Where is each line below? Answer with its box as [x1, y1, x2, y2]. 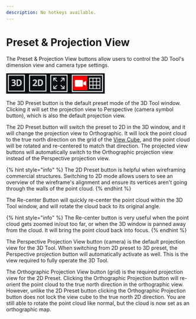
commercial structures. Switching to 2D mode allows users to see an [6, 172, 173, 179]
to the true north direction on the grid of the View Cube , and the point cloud [6, 136, 190, 143]
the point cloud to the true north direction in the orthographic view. [21, 281, 184, 288]
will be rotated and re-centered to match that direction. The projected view [6, 142, 188, 149]
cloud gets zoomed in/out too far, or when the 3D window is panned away [6, 220, 186, 227]
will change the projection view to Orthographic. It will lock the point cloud [6, 130, 187, 137]
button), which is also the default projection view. [6, 112, 126, 119]
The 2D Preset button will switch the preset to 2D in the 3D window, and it [6, 123, 186, 130]
